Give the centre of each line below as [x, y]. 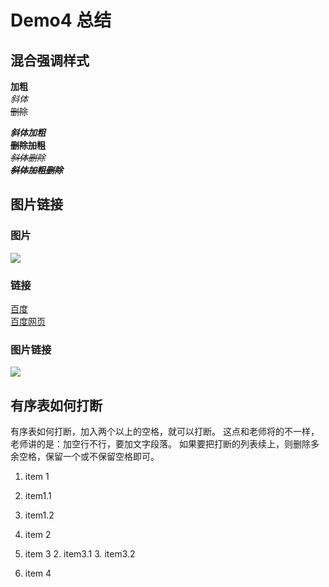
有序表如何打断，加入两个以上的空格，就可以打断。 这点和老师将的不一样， [165, 432]
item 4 [38, 573]
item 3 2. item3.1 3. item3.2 [80, 554]
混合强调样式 [50, 60]
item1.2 [39, 515]
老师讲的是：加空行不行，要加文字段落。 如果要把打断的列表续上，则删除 [160, 444]
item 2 [38, 535]
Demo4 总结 [61, 20]
